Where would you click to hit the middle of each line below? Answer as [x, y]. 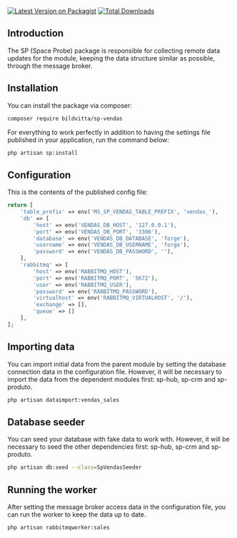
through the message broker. [50, 66]
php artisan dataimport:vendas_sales [64, 400]
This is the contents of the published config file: [77, 192]
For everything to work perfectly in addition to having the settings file [109, 132]
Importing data [41, 347]
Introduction [36, 33]
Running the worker [52, 490]
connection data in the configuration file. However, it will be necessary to [115, 372]
